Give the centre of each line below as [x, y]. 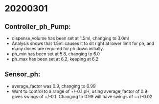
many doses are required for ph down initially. [58, 49]
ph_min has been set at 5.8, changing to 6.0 [56, 54]
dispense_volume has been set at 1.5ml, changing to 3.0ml [70, 38]
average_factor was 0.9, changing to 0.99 [54, 86]
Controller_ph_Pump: [38, 27]
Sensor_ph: [23, 74]
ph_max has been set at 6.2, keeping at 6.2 [55, 59]
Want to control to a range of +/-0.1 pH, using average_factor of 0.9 [79, 91]
